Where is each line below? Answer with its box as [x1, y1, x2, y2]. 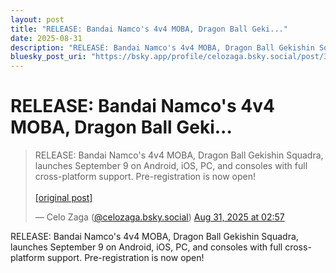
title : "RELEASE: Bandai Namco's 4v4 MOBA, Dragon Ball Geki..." [10, 24, 288, 34]
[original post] [34, 192, 93, 204]
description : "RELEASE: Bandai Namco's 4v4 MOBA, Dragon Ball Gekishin [10, 42, 315, 53]
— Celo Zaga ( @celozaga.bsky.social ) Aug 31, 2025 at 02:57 [34, 211, 285, 223]
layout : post [10, 14, 65, 25]
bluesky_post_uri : [10, 52, 87, 62]
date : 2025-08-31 [10, 33, 83, 43]
